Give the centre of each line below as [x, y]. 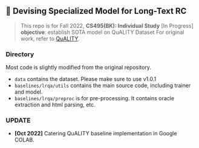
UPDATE [18, 120]
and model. [28, 92]
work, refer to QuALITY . [50, 38]
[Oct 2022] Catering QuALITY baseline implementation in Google [96, 134]
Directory [20, 54]
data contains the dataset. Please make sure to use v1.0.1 [85, 79]
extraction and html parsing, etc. [55, 105]
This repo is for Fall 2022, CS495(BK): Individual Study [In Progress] [107, 25]
